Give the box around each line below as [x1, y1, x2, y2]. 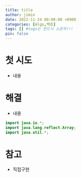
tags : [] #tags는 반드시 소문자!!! [5, 27, 73, 32]
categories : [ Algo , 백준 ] [5, 21, 56, 27]
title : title [5, 7, 33, 13]
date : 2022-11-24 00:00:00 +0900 [5, 17, 76, 22]
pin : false [5, 31, 29, 36]
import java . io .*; [5, 120, 44, 125]
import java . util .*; [5, 130, 49, 135]
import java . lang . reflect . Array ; [5, 125, 76, 130]
